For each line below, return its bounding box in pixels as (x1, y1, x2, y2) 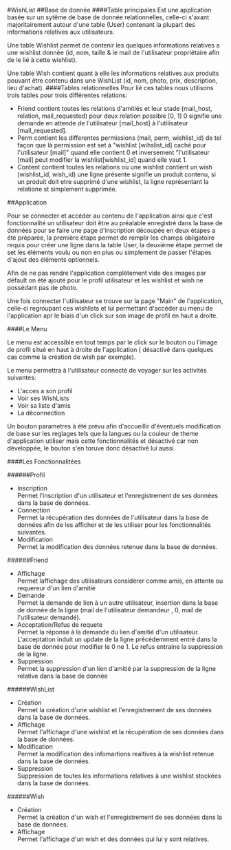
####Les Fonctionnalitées (7, 457, 81, 466)
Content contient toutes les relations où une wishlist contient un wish (16, 163, 213, 171)
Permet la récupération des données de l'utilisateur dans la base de (16, 513, 209, 521)
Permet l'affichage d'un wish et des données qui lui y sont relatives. (16, 835, 210, 843)
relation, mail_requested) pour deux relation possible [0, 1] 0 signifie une (16, 112, 222, 120)
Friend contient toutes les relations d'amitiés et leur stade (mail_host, (16, 105, 212, 112)
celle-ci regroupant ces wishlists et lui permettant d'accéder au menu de (7, 304, 213, 312)
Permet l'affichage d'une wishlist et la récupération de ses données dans (16, 728, 224, 736)
